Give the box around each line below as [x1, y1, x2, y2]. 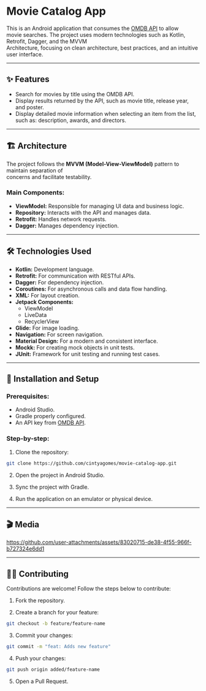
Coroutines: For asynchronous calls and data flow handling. [15, 285, 167, 292]
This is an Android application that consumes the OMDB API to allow [6, 25, 179, 32]
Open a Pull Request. [15, 678, 69, 685]
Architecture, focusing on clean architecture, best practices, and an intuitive [6, 44, 198, 52]
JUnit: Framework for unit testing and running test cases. [15, 350, 161, 357]
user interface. [6, 50, 44, 58]
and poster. [15, 103, 44, 111]
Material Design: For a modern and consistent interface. [15, 337, 158, 345]
